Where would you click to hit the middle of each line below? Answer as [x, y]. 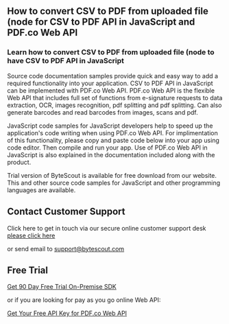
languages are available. [41, 190]
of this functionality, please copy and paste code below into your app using [113, 140]
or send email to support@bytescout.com [66, 248]
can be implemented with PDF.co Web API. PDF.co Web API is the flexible [111, 90]
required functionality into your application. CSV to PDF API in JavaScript [110, 83]
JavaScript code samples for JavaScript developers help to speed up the [110, 126]
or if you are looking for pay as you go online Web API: [84, 300]
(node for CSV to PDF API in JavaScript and [101, 22]
